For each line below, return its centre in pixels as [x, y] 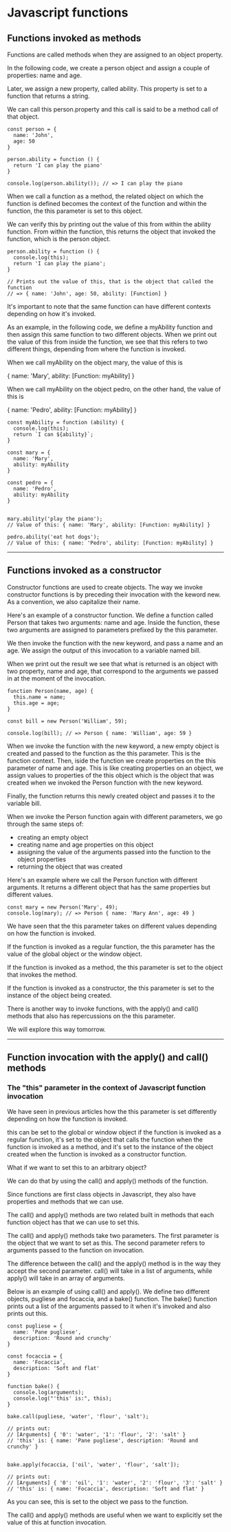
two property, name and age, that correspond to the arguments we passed [113, 671]
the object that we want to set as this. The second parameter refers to [106, 1243]
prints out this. [27, 1313]
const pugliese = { [35, 1326]
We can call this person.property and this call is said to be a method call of [113, 109]
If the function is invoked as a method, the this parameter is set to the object [115, 967]
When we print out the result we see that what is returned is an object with [113, 663]
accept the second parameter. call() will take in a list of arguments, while [110, 1271]
